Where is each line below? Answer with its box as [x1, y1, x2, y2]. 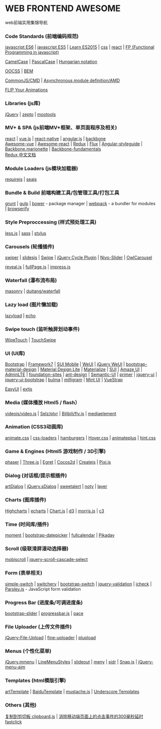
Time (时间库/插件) [5, 521, 49, 528]
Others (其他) [5, 701, 37, 708]
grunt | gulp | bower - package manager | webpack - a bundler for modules [5, 201, 156, 207]
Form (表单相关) [5, 569, 43, 576]
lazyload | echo [5, 312, 36, 318]
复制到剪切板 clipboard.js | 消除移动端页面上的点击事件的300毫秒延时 [5, 713, 144, 719]
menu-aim [5, 664, 26, 670]
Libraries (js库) [5, 100, 41, 107]
